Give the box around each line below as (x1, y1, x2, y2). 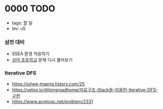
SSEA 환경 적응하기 (11, 51, 50, 57)
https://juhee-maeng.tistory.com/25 (11, 81, 85, 87)
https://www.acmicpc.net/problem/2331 (11, 98, 93, 104)
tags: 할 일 (11, 20, 33, 26)
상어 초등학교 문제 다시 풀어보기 (11, 57, 73, 63)
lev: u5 (11, 25, 26, 31)
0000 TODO (4, 3, 55, 14)
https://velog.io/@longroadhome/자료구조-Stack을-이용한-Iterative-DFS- (11, 87, 158, 93)
